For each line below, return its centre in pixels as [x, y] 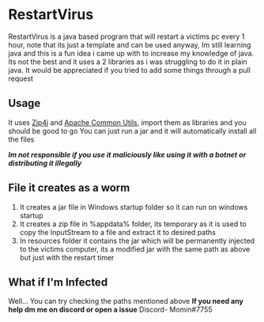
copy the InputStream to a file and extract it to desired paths [117, 232]
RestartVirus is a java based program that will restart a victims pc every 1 [126, 36]
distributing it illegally [45, 163]
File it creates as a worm [69, 188]
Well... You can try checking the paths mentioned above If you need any [126, 301]
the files [21, 139]
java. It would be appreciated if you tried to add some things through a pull [130, 70]
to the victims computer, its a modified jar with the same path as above [135, 249]
